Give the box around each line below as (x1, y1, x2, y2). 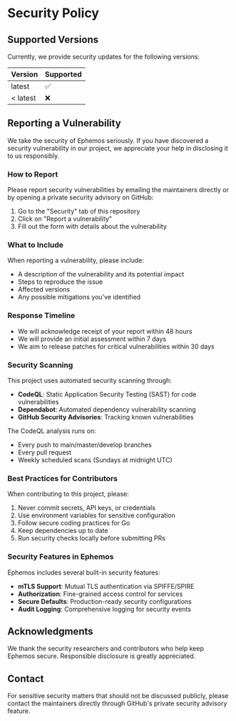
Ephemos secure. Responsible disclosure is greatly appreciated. (7, 652, 196, 660)
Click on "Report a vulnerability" (17, 214, 113, 223)
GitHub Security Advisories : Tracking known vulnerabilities (17, 413, 194, 421)
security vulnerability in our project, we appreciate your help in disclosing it (7, 144, 228, 152)
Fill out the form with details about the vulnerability (17, 222, 168, 231)
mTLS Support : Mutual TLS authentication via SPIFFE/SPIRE (17, 582, 195, 590)
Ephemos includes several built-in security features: (7, 568, 160, 577)
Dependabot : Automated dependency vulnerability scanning (17, 405, 196, 414)
